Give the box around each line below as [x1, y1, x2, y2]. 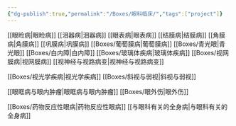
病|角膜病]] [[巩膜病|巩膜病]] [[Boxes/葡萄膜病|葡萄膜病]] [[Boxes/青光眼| [7, 40, 220, 48]
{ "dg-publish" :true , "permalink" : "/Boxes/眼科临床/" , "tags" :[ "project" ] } [7, 10, 223, 18]
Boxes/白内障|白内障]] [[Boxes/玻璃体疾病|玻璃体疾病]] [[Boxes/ [31, 48, 217, 57]
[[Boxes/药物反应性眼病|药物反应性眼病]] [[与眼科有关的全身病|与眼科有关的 [7, 102, 228, 110]
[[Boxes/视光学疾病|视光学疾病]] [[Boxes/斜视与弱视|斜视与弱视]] [7, 72, 197, 81]
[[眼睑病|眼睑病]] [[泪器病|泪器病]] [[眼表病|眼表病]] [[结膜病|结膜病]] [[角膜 [7, 30, 226, 39]
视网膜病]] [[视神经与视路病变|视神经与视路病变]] [21, 57, 164, 66]
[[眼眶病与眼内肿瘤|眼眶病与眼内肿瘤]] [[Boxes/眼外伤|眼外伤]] [7, 87, 189, 96]
